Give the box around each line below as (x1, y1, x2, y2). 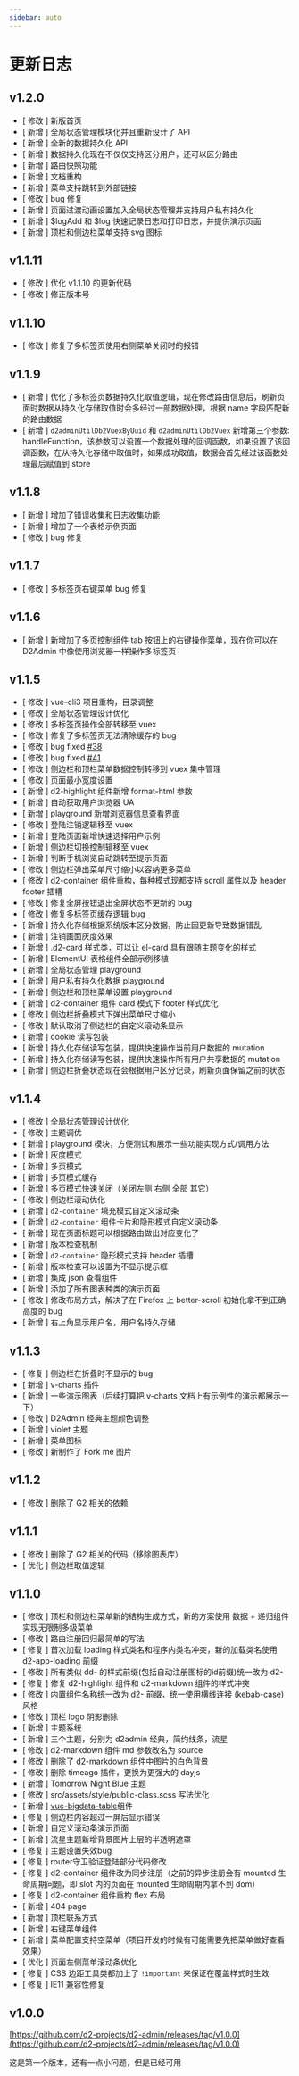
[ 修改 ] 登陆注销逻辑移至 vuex (21, 819, 134, 830)
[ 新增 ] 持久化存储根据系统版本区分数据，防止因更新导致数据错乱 (21, 920, 262, 931)
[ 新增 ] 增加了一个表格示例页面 (21, 520, 137, 531)
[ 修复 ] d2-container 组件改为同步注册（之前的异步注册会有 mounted (21, 1867, 277, 1879)
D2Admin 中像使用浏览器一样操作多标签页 (21, 645, 177, 656)
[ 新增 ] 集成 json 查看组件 (21, 1273, 118, 1283)
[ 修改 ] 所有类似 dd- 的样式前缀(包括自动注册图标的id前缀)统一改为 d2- (21, 1666, 284, 1678)
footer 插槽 (21, 886, 63, 897)
